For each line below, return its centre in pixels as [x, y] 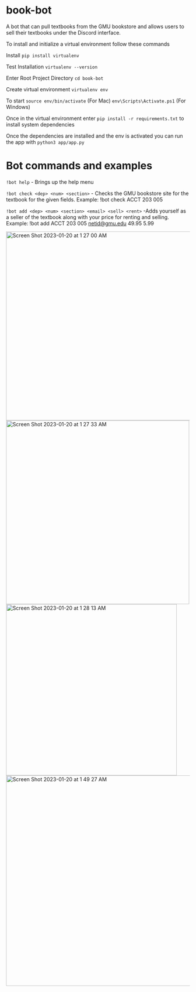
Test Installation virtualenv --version [52, 66]
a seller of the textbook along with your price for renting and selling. [87, 217]
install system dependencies [40, 124]
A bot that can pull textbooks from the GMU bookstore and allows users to [95, 26]
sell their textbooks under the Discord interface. [64, 32]
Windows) [18, 107]
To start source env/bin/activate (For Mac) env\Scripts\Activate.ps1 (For [96, 101]
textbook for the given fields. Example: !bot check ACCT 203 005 [85, 199]
